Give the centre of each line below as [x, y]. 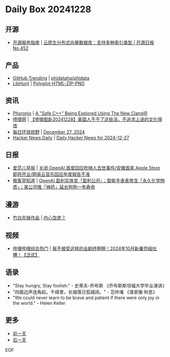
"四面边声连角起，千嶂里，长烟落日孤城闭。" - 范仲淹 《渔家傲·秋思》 [85, 292]
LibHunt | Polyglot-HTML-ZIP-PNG [48, 83]
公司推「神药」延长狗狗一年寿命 [62, 187]
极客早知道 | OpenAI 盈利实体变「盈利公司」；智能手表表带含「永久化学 [87, 181]
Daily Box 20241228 [48, 9]
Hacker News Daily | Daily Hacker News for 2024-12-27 [71, 138]
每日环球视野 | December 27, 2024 [49, 132]
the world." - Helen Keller [39, 303]
